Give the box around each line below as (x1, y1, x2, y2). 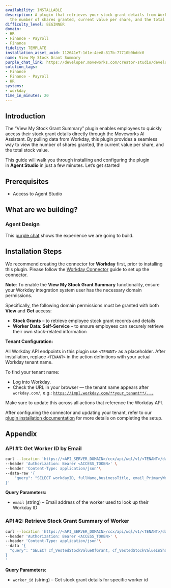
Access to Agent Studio (12, 191, 63, 197)
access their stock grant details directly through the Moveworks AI (5, 131, 145, 137)
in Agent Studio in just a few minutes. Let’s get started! (5, 162, 121, 168)
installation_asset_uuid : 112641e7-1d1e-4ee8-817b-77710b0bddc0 (5, 50, 145, 55)
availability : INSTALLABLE (5, 7, 63, 13)
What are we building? (5, 205, 78, 214)
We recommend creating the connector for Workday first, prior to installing (5, 261, 163, 267)
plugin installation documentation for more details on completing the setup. (5, 414, 163, 421)
